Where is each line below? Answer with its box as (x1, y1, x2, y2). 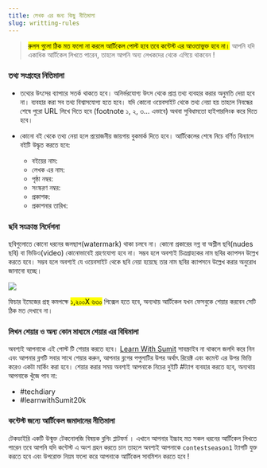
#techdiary (19, 387, 56, 396)
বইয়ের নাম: (31, 156, 58, 166)
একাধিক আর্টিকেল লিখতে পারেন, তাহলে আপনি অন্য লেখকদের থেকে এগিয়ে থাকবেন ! (27, 49, 215, 60)
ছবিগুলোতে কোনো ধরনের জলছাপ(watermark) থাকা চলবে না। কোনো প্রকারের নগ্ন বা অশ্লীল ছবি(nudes (8, 240, 253, 249)
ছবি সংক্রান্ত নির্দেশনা (8, 220, 60, 232)
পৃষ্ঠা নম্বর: (31, 174, 54, 183)
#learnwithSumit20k (19, 396, 87, 405)
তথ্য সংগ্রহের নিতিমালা (8, 70, 65, 81)
